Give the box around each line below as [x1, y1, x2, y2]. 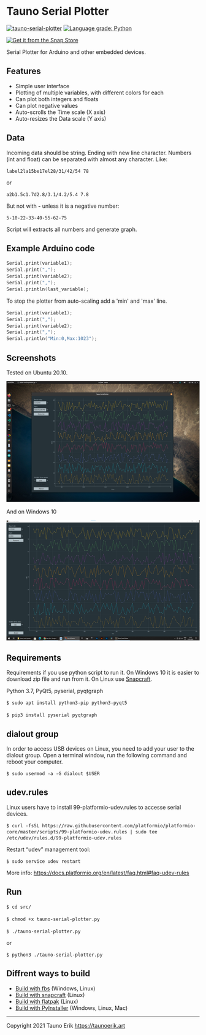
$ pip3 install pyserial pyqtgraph [6, 712, 97, 718]
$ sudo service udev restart [6, 858, 81, 865]
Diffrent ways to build [6, 968, 91, 979]
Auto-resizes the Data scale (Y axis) [15, 115, 107, 122]
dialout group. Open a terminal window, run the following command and [6, 752, 187, 759]
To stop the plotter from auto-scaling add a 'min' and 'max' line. [6, 297, 167, 305]
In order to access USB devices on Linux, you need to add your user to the [6, 745, 194, 753]
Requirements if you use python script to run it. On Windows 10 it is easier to [6, 669, 200, 677]
